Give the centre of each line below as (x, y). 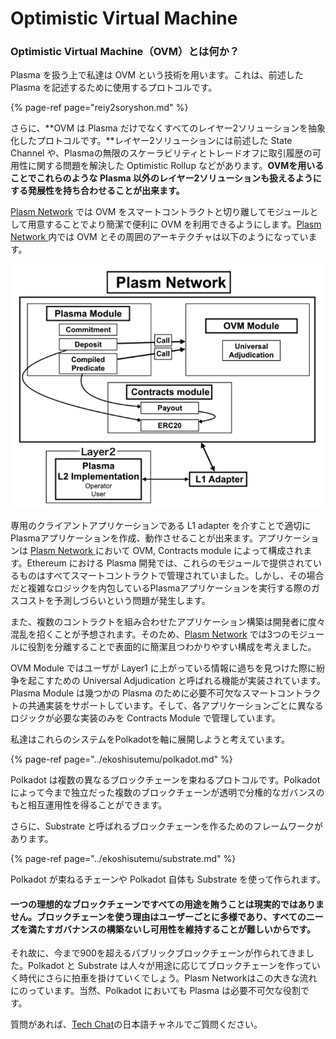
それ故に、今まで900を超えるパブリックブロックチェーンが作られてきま (158, 953)
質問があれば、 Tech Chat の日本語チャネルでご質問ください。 (136, 1024)
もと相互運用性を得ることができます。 (89, 805)
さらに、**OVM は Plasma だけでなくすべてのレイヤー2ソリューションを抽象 (168, 128)
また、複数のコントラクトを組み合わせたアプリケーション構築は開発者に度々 (168, 622)
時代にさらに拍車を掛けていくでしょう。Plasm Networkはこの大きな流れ (168, 978)
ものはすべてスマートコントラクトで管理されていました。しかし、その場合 (171, 576)
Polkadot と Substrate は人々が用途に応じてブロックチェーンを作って (169, 966)
